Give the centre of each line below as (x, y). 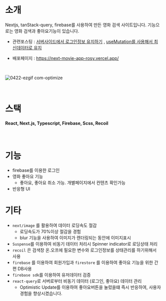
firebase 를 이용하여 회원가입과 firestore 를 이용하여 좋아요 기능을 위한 (83, 262)
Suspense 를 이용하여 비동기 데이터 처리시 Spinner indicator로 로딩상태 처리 (85, 244)
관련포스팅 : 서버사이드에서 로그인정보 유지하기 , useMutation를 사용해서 (83, 41)
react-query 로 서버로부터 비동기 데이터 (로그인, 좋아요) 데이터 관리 (77, 281)
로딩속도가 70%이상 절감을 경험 (50, 232)
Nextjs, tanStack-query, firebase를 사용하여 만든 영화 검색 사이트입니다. (76, 25)
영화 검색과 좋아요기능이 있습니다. (47, 31)
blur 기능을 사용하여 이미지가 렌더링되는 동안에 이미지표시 (75, 238)
